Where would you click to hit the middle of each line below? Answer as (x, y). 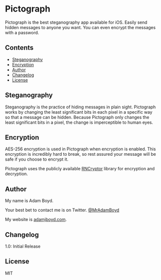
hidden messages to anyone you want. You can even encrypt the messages (80, 27)
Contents (19, 48)
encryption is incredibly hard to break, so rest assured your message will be (80, 154)
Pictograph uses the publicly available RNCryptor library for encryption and (80, 169)
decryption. (16, 174)
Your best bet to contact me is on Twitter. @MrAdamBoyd (62, 210)
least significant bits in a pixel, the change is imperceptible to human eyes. (79, 122)
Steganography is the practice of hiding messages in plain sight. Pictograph (80, 107)
